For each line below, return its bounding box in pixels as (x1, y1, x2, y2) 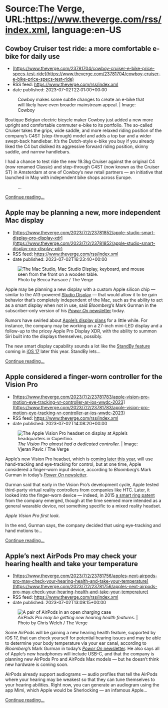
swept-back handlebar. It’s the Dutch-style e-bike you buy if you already (5, 138, 154, 144)
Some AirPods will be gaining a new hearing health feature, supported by (5, 630, 156, 636)
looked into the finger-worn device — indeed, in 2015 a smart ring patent (5, 492, 155, 498)
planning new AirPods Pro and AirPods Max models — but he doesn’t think (5, 656, 159, 662)
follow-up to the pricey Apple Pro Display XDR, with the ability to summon (5, 328, 157, 334)
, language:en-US (46, 25, 121, 36)
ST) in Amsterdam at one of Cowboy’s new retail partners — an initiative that (5, 169, 162, 175)
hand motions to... (5, 527, 42, 534)
